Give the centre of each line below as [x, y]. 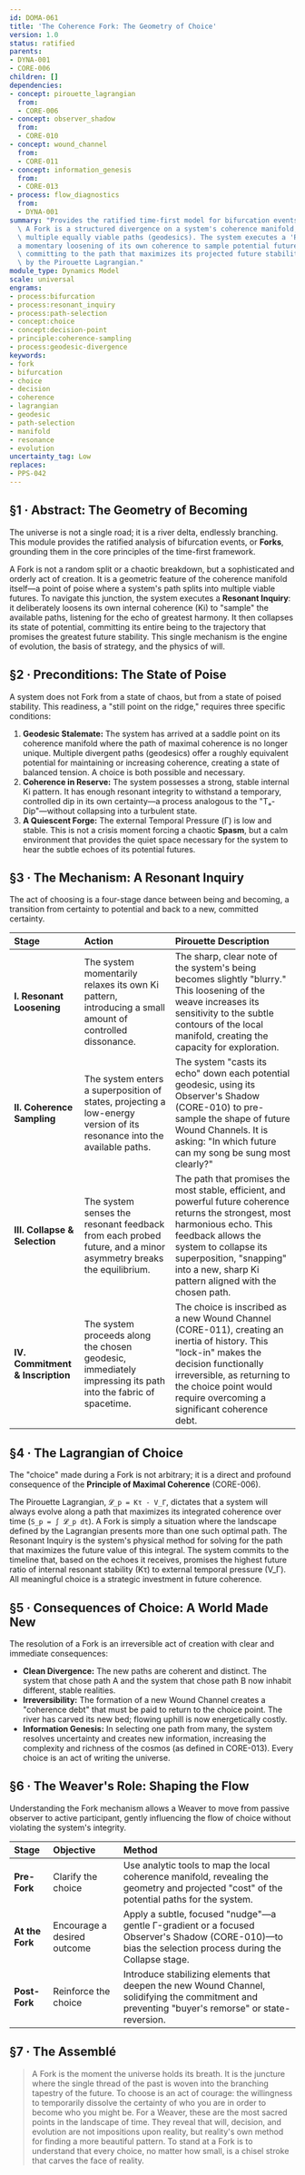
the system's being [216, 968]
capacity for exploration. [227, 1048]
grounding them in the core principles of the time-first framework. [133, 551]
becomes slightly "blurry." [231, 979]
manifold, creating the [222, 1036]
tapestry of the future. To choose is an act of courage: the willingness [162, 2092]
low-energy [110, 1113]
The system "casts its [221, 1062]
